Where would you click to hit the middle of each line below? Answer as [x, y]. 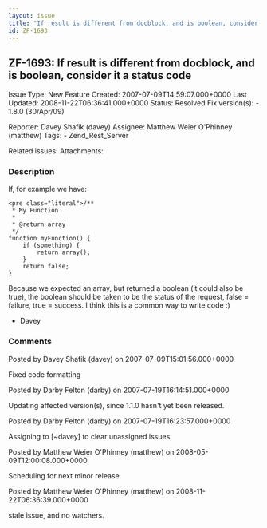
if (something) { [51, 246]
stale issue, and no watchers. [57, 515]
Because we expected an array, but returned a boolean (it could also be [126, 288]
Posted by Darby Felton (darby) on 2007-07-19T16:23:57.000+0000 [120, 421]
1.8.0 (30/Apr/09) [37, 112]
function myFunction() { [49, 239]
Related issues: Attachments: [56, 151]
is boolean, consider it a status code [100, 75]
